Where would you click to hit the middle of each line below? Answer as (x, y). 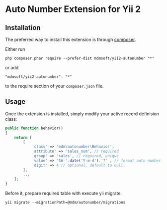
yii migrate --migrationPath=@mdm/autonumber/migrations (65, 203)
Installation (23, 28)
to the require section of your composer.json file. (54, 86)
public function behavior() (34, 128)
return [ (23, 137)
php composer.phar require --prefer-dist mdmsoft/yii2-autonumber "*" (80, 58)
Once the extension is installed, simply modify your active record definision (82, 114)
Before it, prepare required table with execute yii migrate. (64, 194)
